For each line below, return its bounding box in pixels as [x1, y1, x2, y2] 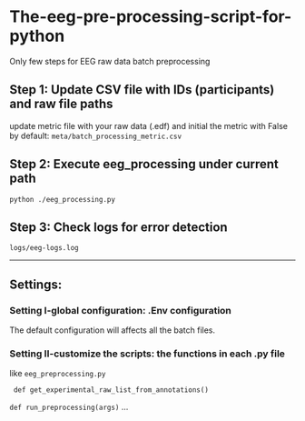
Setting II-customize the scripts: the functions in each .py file [9, 347, 286, 360]
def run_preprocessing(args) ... [9, 402, 129, 413]
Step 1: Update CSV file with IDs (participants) [9, 82, 275, 97]
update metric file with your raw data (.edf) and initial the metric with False [9, 120, 289, 131]
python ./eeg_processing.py [9, 195, 116, 204]
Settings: [9, 276, 63, 292]
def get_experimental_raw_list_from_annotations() [13, 386, 209, 395]
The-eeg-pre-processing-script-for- [9, 6, 292, 27]
